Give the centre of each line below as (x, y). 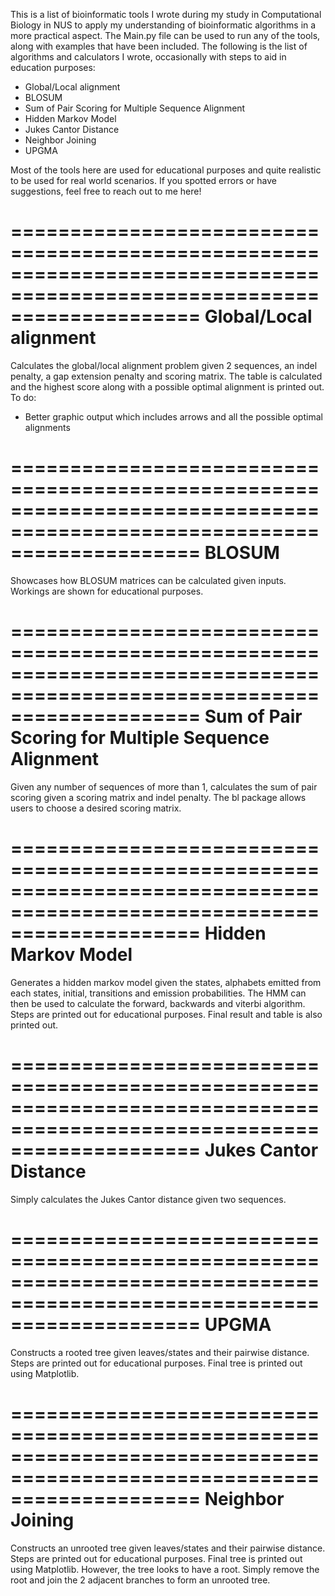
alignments (47, 427)
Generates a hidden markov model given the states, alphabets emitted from (166, 982)
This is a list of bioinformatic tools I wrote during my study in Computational (166, 14)
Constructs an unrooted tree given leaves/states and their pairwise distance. (168, 1548)
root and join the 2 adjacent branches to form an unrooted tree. (140, 1580)
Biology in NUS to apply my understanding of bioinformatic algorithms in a (163, 25)
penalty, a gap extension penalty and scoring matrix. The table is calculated (166, 376)
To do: (23, 397)
